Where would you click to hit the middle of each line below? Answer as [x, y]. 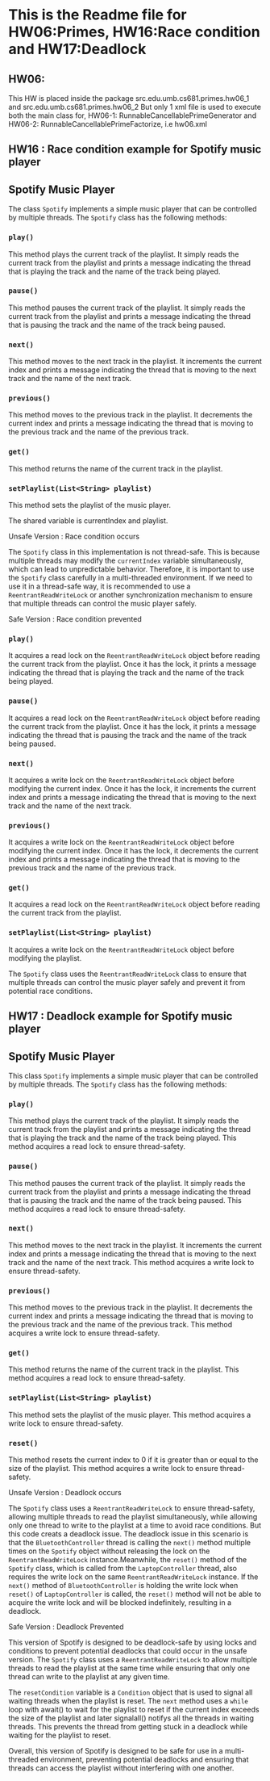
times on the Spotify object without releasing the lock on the [109, 1551]
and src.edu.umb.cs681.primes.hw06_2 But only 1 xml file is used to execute [135, 107]
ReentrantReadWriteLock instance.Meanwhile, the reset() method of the [128, 1560]
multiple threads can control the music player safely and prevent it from [127, 982]
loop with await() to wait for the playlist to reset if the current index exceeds [134, 1710]
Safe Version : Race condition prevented [75, 618]
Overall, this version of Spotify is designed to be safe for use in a [116, 1751]
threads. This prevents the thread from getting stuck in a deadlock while [128, 1727]
